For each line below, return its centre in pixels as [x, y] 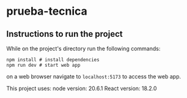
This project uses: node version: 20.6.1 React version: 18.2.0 [82, 88]
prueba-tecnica [47, 11]
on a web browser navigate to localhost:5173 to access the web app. [94, 77]
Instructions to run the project [65, 34]
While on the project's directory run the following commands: [83, 48]
